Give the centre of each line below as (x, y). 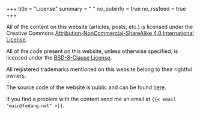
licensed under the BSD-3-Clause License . (59, 57)
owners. (16, 76)
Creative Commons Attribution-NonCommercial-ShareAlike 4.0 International (100, 33)
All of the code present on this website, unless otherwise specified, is (92, 51)
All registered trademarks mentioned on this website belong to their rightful (99, 69)
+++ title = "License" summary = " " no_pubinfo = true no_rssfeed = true (96, 9)
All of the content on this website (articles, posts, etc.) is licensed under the (100, 27)
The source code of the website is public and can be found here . (86, 87)
